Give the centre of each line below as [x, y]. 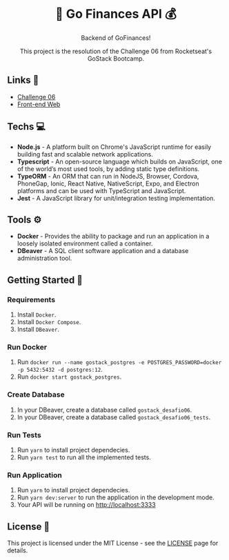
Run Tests [24, 434]
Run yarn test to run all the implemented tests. [84, 457]
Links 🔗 [23, 80]
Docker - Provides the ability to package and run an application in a [113, 237]
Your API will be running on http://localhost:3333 [87, 505]
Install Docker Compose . [49, 322]
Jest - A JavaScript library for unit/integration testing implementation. [116, 198]
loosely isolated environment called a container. [85, 243]
